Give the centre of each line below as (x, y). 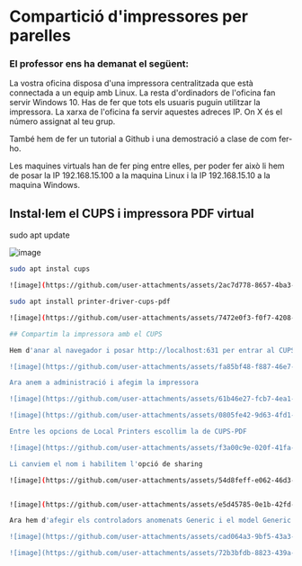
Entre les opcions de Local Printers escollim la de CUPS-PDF (128, 432)
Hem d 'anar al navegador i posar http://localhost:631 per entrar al (142, 350)
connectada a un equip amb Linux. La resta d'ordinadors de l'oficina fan (142, 93)
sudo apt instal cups (50, 269)
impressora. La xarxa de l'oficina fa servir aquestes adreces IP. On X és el (146, 112)
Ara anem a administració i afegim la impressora (104, 383)
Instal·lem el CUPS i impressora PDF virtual (132, 213)
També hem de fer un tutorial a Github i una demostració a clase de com (143, 139)
